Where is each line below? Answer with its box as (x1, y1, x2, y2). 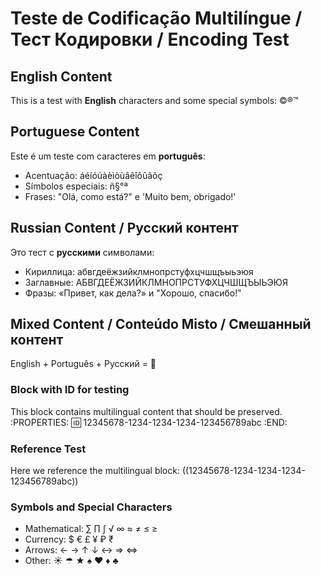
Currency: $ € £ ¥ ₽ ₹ (24, 533, 114, 546)
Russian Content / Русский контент (10, 220, 239, 237)
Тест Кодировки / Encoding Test (10, 28, 290, 51)
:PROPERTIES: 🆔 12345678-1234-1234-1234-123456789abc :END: (10, 416, 288, 428)
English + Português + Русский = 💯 (10, 358, 157, 370)
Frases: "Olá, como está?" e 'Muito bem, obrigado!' (24, 190, 237, 202)
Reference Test (10, 442, 87, 456)
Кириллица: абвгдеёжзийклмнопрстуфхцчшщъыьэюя (24, 265, 254, 277)
